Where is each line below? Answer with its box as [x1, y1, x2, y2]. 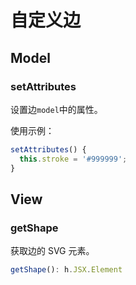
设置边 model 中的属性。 [10, 103, 103, 115]
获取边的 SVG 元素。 [10, 245, 95, 257]
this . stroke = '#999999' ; [19, 154, 128, 164]
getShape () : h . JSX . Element [10, 265, 123, 275]
